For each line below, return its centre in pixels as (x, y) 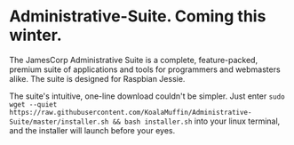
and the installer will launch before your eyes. (92, 130)
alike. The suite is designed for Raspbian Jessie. (97, 78)
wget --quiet (33, 104)
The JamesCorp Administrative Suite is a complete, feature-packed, (134, 60)
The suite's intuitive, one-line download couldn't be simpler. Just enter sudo (147, 96)
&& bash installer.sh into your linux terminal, (196, 121)
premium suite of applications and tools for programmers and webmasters (145, 69)
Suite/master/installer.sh (59, 122)
